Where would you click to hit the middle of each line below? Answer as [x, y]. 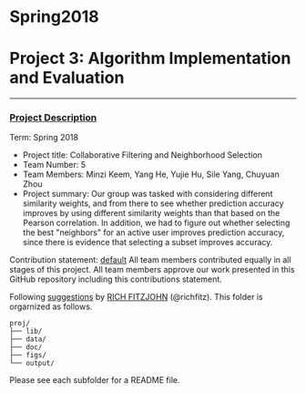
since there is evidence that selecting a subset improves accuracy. [148, 243]
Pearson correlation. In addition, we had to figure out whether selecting [156, 223]
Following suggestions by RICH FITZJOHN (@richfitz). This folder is [136, 297]
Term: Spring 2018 [44, 138]
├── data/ [28, 339]
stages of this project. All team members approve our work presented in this [152, 270]
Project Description [53, 118]
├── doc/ [26, 347]
